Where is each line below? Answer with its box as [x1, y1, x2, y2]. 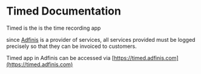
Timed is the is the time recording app [6, 24, 101, 32]
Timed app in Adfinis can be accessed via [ [6, 54, 114, 61]
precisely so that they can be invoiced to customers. [6, 42, 137, 50]
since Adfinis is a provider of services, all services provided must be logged [6, 36, 196, 43]
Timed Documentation [6, 4, 121, 18]
